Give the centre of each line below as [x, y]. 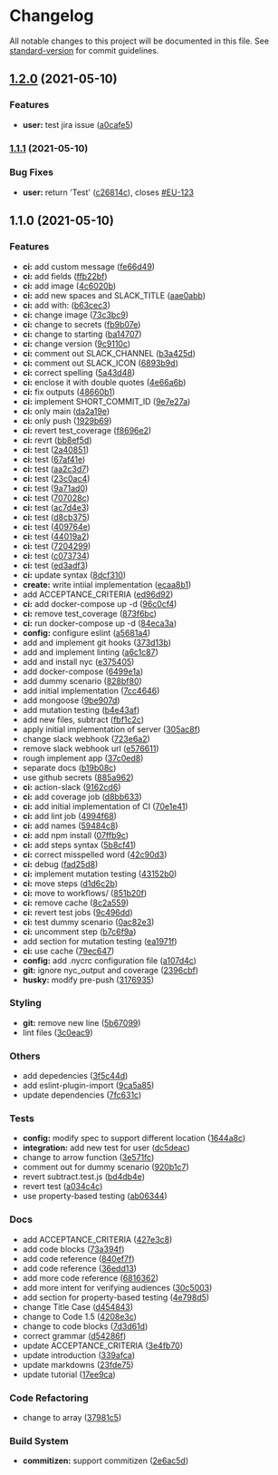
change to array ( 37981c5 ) [72, 1418]
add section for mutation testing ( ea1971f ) [100, 941]
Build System [39, 1441]
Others [25, 1056]
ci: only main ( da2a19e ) [66, 411]
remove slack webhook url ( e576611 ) [91, 748]
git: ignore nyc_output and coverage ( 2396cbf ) [110, 970]
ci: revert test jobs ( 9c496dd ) [77, 912]
